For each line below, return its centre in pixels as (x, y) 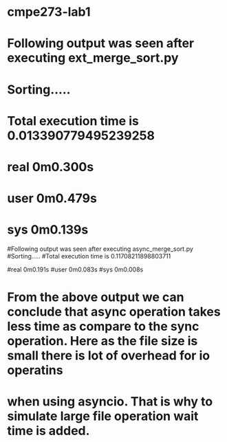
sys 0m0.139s (48, 230)
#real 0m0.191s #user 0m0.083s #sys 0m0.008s (75, 269)
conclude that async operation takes (114, 312)
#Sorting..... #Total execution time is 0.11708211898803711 (89, 256)
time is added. (48, 431)
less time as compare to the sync (103, 327)
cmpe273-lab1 (49, 12)
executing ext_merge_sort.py (93, 58)
